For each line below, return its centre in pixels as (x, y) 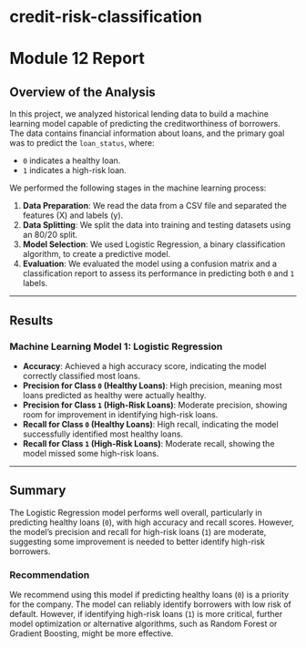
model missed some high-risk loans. (91, 453)
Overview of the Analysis (83, 92)
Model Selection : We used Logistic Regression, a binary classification (154, 244)
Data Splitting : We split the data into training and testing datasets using (157, 225)
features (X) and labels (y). (73, 215)
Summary (38, 491)
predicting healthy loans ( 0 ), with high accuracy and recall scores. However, (152, 522)
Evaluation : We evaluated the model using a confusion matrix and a (150, 264)
